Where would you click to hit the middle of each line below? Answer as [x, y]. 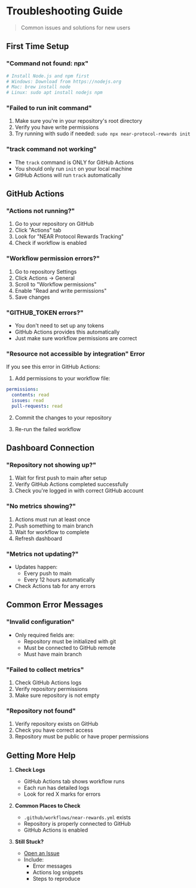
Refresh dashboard [39, 538]
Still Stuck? [29, 842]
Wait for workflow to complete [52, 532]
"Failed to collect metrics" [45, 669]
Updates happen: [36, 567]
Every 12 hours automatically [59, 580]
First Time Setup [38, 46]
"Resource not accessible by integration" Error [76, 353]
